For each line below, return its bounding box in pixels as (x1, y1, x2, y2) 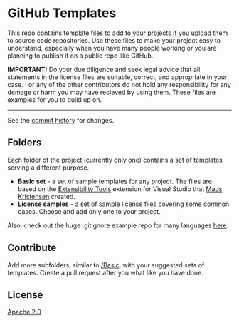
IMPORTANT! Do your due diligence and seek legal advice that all (7, 65, 201, 73)
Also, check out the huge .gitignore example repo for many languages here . (7, 221, 229, 230)
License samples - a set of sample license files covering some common (17, 200, 230, 208)
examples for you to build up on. (7, 95, 102, 104)
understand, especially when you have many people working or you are (7, 43, 217, 52)
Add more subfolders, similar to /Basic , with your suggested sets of (7, 260, 205, 269)
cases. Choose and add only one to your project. (17, 207, 161, 215)
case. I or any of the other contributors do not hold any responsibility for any (7, 80, 231, 88)
